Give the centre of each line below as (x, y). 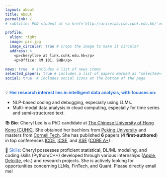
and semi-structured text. (38, 113)
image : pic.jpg (25, 42)
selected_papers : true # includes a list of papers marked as (71, 74)
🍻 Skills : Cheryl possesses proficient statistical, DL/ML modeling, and (76, 150)
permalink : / (19, 19)
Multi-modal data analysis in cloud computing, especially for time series (86, 108)
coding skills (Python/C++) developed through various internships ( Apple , (81, 155)
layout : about (20, 10)
